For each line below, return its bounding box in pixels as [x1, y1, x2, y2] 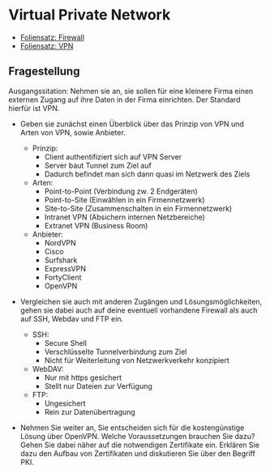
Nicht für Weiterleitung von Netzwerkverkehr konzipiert [44, 355, 229, 365]
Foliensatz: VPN [19, 40, 74, 50]
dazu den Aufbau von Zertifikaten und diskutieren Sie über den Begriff [19, 448, 255, 458]
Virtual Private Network [8, 6, 171, 24]
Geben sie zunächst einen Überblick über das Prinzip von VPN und [19, 119, 245, 129]
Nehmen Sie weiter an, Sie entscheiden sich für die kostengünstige [19, 423, 245, 433]
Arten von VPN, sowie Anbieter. [19, 127, 126, 137]
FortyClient [44, 272, 82, 282]
